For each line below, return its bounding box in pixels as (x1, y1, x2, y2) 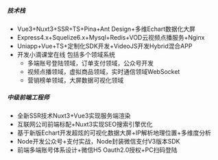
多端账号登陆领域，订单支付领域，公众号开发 (27, 59, 154, 67)
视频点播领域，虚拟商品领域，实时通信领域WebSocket (27, 67, 180, 75)
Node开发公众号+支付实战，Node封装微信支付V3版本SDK (16, 137, 180, 145)
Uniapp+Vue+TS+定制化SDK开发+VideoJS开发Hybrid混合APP (16, 42, 193, 50)
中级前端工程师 (7, 93, 49, 101)
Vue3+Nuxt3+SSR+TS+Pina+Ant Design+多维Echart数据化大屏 (16, 25, 196, 33)
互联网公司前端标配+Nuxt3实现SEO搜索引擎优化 (16, 120, 153, 128)
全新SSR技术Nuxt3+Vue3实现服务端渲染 (16, 111, 132, 120)
